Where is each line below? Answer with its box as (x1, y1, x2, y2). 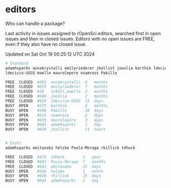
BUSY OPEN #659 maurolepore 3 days (5, 117, 103, 123)
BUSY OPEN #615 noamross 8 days (5, 113, 103, 118)
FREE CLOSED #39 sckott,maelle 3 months (5, 89, 108, 94)
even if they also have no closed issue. (5, 41, 87, 47)
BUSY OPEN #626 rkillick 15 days (5, 173, 101, 179)
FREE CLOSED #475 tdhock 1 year (5, 154, 101, 159)
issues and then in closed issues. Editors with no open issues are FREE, (5, 36, 155, 42)
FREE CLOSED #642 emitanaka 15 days (5, 164, 101, 169)
